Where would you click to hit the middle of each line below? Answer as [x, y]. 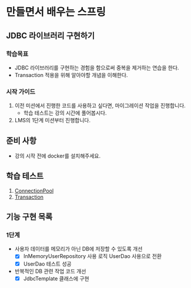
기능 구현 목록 [29, 217]
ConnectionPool [34, 190]
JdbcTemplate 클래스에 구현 [56, 278]
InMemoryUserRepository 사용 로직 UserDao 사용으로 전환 [93, 256]
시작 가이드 [21, 92]
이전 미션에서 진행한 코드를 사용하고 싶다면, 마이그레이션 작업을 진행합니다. [100, 106]
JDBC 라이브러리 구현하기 [51, 36]
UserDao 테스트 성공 [47, 264]
